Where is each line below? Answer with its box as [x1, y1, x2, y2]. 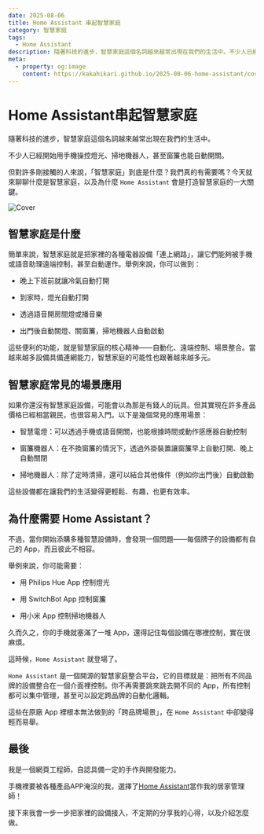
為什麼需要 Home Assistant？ [8, 512, 153, 525]
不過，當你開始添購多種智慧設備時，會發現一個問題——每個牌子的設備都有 [8, 535, 249, 543]
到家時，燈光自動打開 [19, 292, 89, 303]
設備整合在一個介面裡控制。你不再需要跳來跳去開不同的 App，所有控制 [21, 681, 251, 690]
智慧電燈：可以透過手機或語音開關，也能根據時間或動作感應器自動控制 [19, 427, 247, 436]
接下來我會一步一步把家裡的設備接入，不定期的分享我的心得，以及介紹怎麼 [8, 807, 249, 817]
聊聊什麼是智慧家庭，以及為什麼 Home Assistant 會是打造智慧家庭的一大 [14, 177, 247, 186]
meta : [8, 56, 26, 64]
